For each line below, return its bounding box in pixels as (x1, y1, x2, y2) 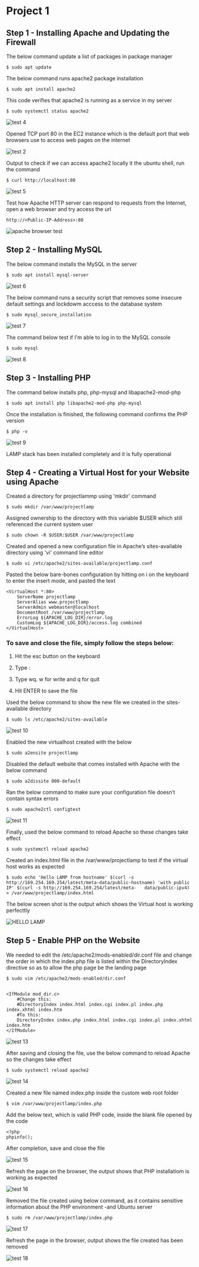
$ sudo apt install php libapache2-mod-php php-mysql (6, 400, 143, 406)
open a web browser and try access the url (6, 206, 112, 212)
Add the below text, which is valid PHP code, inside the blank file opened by (6, 1111, 192, 1118)
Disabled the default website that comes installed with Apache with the (6, 760, 180, 768)
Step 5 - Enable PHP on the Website (6, 935, 141, 946)
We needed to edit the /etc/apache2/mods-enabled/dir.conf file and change (6, 951, 192, 958)
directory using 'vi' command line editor (6, 549, 104, 557)
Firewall (6, 37, 36, 47)
